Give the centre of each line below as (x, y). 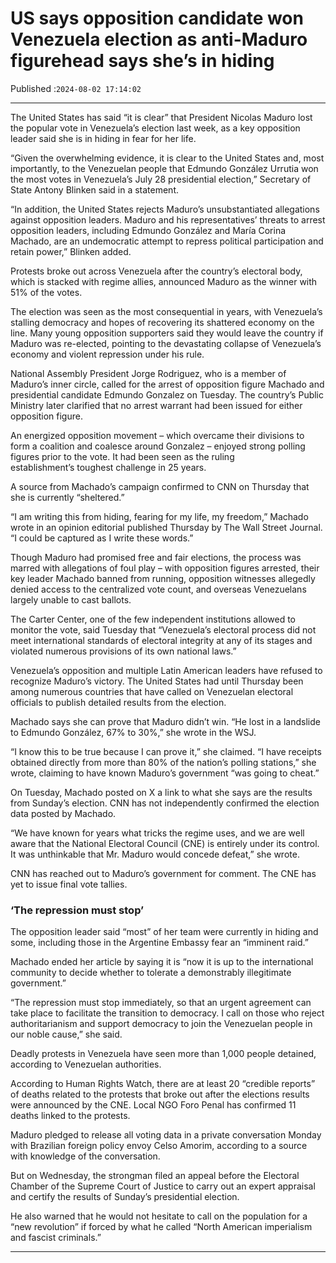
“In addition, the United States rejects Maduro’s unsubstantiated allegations (165, 209)
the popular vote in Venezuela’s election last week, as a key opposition (155, 128)
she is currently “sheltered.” (67, 497)
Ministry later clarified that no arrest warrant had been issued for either (156, 405)
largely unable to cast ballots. (71, 599)
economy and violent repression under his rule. (107, 354)
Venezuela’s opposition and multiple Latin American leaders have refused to (166, 670)
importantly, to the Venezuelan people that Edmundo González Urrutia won (164, 168)
